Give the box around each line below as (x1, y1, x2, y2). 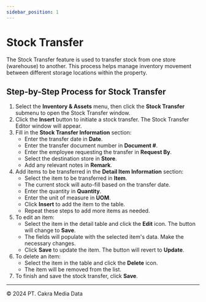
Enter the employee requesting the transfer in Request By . (24, 149, 172, 156)
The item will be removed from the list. (24, 266, 121, 273)
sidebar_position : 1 (6, 9, 59, 15)
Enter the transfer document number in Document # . (24, 142, 158, 149)
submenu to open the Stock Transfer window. (15, 109, 131, 117)
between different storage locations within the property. (6, 69, 148, 76)
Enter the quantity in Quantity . (24, 188, 102, 195)
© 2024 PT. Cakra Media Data (6, 290, 83, 298)
